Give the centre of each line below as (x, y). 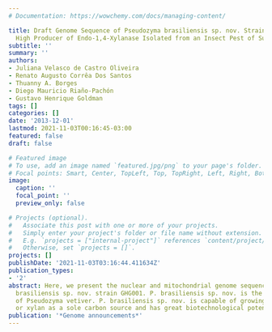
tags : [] (23, 106)
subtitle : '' (30, 45)
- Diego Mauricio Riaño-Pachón (61, 91)
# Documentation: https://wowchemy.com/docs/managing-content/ (117, 16)
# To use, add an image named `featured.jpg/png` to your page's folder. (136, 166)
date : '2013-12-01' (41, 121)
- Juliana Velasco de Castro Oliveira (74, 68)
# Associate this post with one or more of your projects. (114, 225)
